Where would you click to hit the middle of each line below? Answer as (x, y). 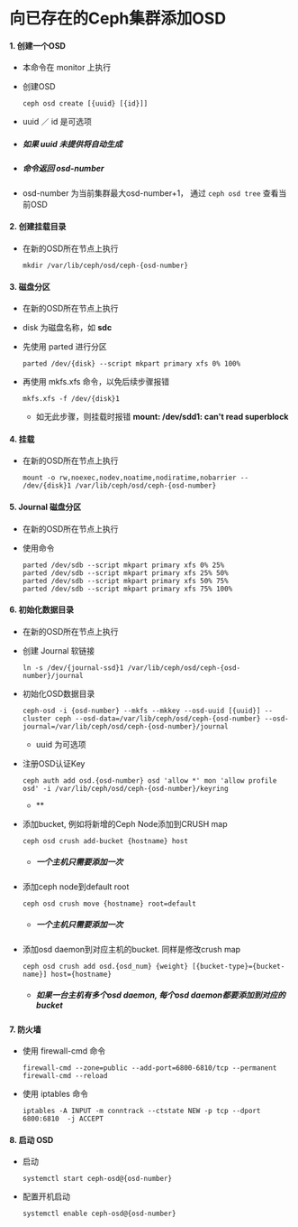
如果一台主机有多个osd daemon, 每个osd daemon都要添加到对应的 (161, 995)
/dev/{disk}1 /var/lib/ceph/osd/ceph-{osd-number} (119, 486)
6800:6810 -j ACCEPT (63, 1119)
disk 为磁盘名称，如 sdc (67, 328)
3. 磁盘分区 (30, 286)
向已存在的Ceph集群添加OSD (118, 19)
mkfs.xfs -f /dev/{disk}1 (71, 399)
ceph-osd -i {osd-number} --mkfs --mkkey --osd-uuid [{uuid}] (141, 711)
